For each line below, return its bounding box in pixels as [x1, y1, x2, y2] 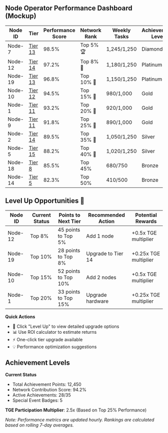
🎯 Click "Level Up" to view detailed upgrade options [12, 323, 119, 329]
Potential [134, 211, 157, 219]
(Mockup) [5, 12, 36, 21]
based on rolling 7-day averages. [5, 422, 74, 428]
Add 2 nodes [86, 274, 116, 281]
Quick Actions [5, 313, 35, 320]
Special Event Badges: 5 [12, 397, 63, 403]
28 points [57, 247, 80, 254]
